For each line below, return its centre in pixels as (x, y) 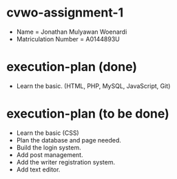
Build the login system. (49, 147)
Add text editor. (38, 169)
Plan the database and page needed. (69, 140)
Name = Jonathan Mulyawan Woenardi (72, 32)
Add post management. (50, 155)
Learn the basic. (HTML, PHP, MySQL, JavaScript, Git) (93, 86)
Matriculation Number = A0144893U (68, 39)
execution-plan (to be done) (88, 114)
